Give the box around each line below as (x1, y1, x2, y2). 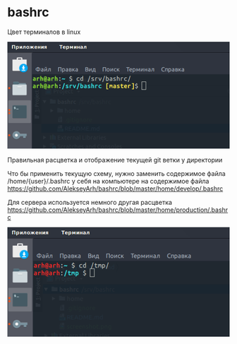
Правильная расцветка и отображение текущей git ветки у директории (7, 155, 223, 164)
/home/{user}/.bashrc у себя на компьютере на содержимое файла (7, 177, 209, 185)
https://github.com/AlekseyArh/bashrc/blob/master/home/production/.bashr (7, 206, 229, 214)
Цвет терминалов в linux (7, 28, 81, 36)
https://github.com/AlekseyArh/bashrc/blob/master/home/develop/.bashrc (7, 184, 224, 193)
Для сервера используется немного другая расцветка (7, 198, 173, 206)
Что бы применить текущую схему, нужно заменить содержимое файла (7, 169, 226, 177)
